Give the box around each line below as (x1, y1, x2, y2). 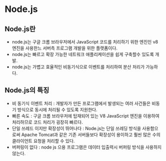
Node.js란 (4, 24, 36, 33)
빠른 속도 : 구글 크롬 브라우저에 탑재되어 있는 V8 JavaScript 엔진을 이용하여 (11, 112, 159, 118)
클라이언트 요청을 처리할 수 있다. (11, 137, 75, 143)
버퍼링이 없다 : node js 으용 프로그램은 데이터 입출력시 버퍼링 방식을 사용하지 (11, 144, 162, 150)
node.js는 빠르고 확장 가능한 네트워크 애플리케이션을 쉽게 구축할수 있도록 (11, 51, 154, 57)
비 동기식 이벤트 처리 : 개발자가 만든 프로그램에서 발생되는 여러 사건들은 (11, 100, 151, 106)
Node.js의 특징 (4, 86, 49, 94)
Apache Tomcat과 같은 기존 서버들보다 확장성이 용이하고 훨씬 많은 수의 (21, 131, 160, 137)
